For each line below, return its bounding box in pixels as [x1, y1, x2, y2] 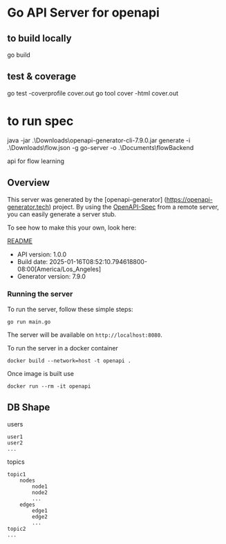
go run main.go [7, 318, 51, 326]
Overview [7, 177, 50, 189]
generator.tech [7, 203, 50, 211]
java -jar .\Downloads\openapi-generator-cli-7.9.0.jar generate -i [7, 136, 191, 144]
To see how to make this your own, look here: [7, 223, 137, 232]
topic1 [7, 471, 26, 478]
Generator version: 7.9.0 [17, 272, 86, 281]
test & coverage [7, 71, 77, 82]
